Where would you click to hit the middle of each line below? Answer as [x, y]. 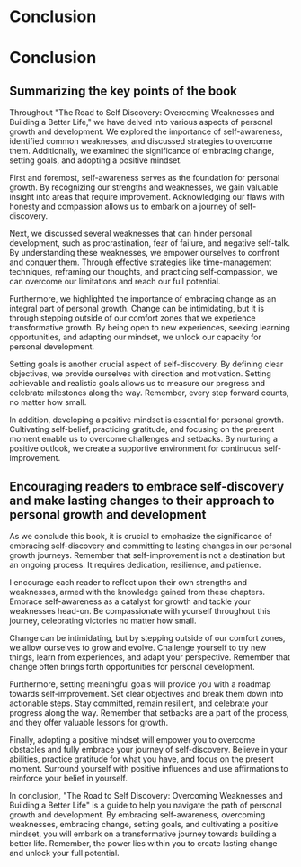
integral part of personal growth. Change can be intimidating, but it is [137, 309]
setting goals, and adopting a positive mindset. [96, 160]
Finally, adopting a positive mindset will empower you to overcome [133, 740]
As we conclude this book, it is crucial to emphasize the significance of [141, 536]
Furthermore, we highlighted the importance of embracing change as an [143, 299]
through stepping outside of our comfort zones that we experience [133, 318]
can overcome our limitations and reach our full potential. [115, 282]
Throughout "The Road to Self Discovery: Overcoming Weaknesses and [142, 113]
